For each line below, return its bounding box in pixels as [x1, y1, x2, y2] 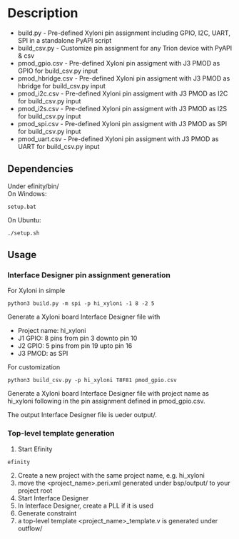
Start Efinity [17, 444, 53, 453]
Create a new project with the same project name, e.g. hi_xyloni [17, 471, 205, 479]
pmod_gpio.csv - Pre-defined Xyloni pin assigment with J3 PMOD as [17, 58, 220, 67]
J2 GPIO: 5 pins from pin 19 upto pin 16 [17, 342, 133, 350]
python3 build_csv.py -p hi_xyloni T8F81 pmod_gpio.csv [7, 376, 177, 384]
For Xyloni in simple [7, 287, 66, 295]
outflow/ [17, 524, 43, 533]
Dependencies [7, 163, 73, 175]
